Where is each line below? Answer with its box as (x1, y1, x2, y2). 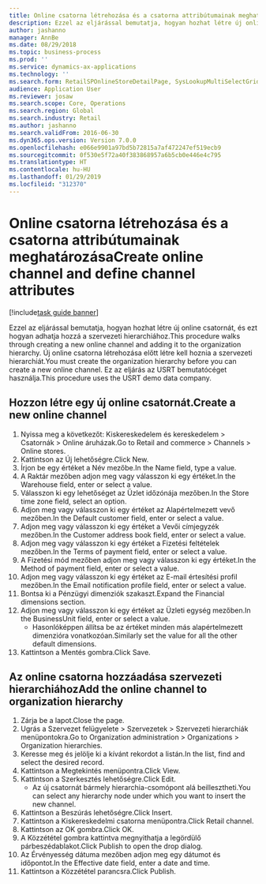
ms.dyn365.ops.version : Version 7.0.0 (9, 136, 137, 144)
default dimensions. (32, 639, 97, 648)
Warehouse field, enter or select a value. (20, 479, 152, 489)
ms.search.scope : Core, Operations (9, 99, 126, 107)
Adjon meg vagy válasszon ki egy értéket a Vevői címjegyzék (20, 522, 219, 531)
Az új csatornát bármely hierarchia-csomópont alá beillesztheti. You (32, 783, 251, 792)
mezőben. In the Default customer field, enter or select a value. (20, 513, 224, 523)
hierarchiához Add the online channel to (9, 682, 208, 695)
